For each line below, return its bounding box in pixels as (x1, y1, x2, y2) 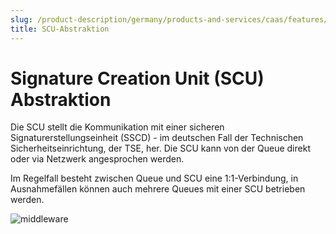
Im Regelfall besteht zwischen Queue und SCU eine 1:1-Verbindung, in (10, 172, 299, 185)
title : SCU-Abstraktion (10, 24, 110, 34)
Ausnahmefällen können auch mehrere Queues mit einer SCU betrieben (10, 183, 306, 195)
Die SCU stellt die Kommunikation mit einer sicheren (10, 121, 225, 133)
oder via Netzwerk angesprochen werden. (10, 153, 185, 165)
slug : (10, 14, 33, 25)
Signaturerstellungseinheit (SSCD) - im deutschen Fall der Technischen (10, 132, 304, 144)
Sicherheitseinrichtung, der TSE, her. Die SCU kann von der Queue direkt (10, 142, 311, 155)
